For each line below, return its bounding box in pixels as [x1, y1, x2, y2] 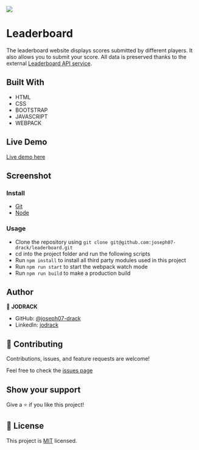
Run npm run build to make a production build [15, 269, 131, 277]
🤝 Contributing [6, 339, 63, 349]
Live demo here [6, 153, 46, 161]
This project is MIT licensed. [6, 437, 77, 444]
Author [6, 286, 33, 297]
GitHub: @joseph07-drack [15, 315, 81, 322]
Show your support [6, 384, 81, 395]
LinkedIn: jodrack [15, 321, 59, 328]
